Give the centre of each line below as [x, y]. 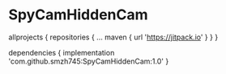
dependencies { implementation [62, 52]
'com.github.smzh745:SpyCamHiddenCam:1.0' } [89, 61]
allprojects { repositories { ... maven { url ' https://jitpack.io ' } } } [113, 37]
